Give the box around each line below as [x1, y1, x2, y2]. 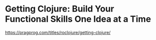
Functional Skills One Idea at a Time [5, 13, 151, 25]
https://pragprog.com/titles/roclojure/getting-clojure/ [5, 29, 111, 35]
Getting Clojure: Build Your [5, 3, 114, 14]
